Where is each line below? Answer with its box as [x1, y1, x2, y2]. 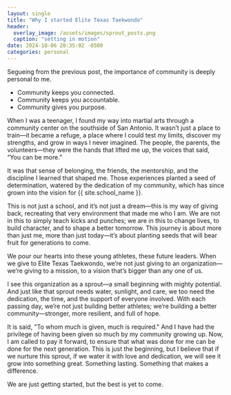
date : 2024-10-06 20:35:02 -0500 [7, 42, 103, 49]
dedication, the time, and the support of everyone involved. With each [7, 294, 206, 302]
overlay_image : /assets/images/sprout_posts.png [13, 29, 156, 37]
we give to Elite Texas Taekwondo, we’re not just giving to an [7, 259, 180, 267]
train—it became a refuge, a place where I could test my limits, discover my [7, 131, 221, 139]
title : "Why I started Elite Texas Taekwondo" [7, 17, 143, 23]
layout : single [7, 10, 51, 17]
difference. [7, 367, 39, 375]
